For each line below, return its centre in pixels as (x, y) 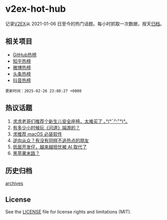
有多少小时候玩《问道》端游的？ (46, 127)
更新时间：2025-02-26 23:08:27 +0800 (43, 91)
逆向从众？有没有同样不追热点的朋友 (51, 140)
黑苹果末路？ (26, 153)
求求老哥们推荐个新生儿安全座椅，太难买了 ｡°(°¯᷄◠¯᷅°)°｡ (70, 121)
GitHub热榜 (25, 55)
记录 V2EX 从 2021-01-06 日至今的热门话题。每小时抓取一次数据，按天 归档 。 (85, 24)
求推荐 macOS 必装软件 (37, 134)
